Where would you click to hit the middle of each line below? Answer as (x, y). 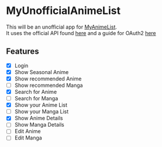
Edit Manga (28, 138)
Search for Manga (36, 99)
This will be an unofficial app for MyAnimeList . (62, 27)
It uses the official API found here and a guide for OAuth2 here (81, 33)
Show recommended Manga (49, 85)
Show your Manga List (42, 111)
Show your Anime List (41, 105)
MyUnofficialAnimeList (63, 11)
